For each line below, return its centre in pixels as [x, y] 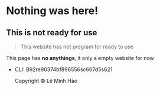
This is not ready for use [52, 33]
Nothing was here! [52, 11]
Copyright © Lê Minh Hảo [46, 81]
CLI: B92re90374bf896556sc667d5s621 [63, 69]
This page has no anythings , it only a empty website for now [80, 58]
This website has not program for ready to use [77, 46]
